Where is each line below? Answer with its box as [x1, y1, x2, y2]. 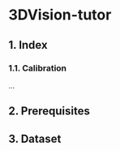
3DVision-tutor [8, 6, 112, 24]
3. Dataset [8, 132, 62, 145]
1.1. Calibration [8, 63, 67, 74]
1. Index [8, 38, 48, 52]
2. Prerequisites [8, 104, 91, 119]
